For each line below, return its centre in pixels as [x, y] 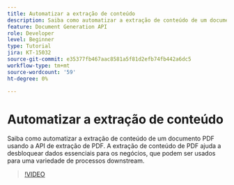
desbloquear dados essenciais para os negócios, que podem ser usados [111, 154]
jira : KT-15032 [29, 53]
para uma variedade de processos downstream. [76, 161]
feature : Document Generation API [57, 27]
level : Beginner [31, 40]
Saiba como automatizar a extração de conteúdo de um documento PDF [111, 139]
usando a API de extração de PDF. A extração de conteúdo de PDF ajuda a [114, 146]
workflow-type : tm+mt [39, 66]
